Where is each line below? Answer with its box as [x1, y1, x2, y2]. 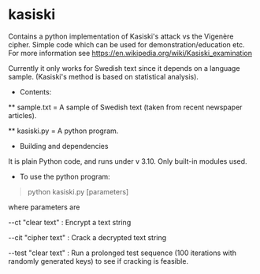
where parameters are [8, 202, 80, 212]
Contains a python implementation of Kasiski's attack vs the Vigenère [8, 31, 234, 41]
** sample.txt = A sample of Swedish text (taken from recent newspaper [8, 102, 243, 112]
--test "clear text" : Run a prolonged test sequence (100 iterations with [8, 248, 236, 257]
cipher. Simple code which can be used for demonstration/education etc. [8, 39, 246, 49]
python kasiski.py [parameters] [27, 187, 129, 196]
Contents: [19, 87, 52, 96]
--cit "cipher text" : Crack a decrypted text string [8, 232, 167, 242]
